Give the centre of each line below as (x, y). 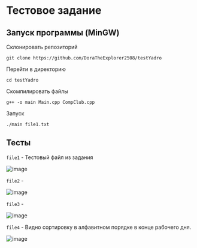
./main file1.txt (28, 124)
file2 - (15, 180)
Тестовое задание (54, 11)
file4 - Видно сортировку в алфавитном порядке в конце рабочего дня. (99, 227)
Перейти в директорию (36, 69)
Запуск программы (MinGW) (63, 33)
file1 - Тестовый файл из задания (50, 157)
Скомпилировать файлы (37, 91)
